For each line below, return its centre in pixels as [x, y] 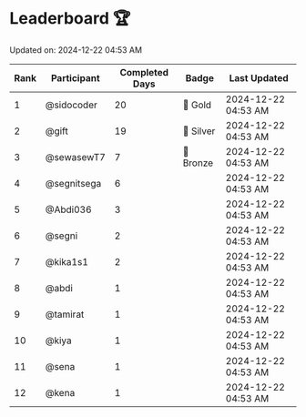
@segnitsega [73, 183]
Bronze [198, 163]
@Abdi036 [69, 209]
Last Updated [259, 77]
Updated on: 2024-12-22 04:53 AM [76, 50]
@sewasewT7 [76, 157]
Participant [75, 77]
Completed [144, 72]
